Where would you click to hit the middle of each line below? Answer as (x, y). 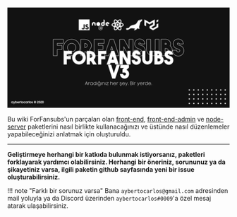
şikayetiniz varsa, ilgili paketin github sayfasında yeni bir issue (101, 169)
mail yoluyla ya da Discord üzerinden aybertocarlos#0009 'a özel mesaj (109, 198)
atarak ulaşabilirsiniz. (38, 206)
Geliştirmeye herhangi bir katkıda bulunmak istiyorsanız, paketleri (106, 154)
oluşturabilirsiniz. (34, 177)
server (17, 127)
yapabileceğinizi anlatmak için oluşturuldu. (69, 134)
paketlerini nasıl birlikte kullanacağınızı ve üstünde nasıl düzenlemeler (129, 127)
